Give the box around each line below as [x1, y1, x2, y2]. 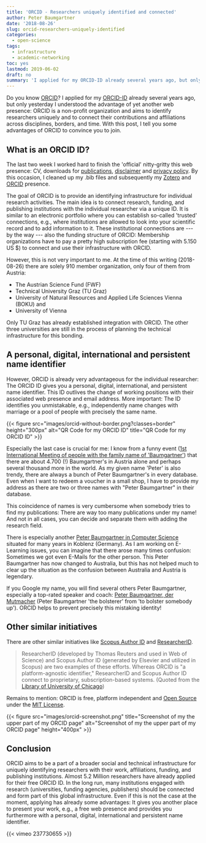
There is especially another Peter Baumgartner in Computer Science [6, 534, 179, 541]
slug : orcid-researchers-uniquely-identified [6, 26, 124, 32]
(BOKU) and [15, 300, 46, 308]
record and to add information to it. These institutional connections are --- [6, 224, 194, 232]
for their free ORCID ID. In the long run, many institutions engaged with [6, 779, 185, 787]
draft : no [6, 72, 32, 78]
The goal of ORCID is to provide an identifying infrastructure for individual [6, 192, 193, 199]
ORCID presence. [6, 180, 50, 187]
